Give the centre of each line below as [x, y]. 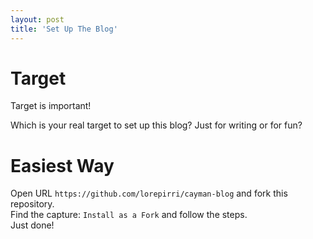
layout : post [37, 19]
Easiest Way [62, 165]
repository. [32, 204]
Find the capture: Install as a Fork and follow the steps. [129, 215]
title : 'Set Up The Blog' [64, 29]
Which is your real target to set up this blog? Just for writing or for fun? [156, 125]
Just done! [32, 225]
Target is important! [51, 106]
